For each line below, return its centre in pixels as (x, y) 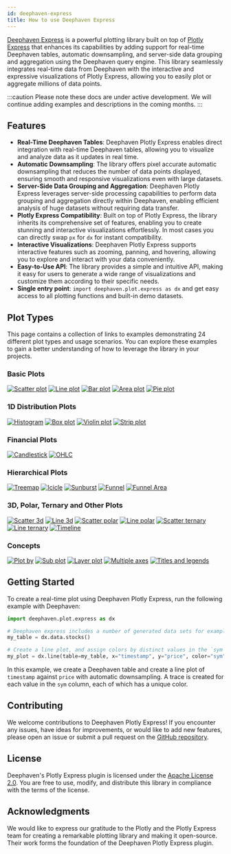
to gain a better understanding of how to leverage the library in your (103, 349)
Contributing (35, 706)
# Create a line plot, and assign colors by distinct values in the (107, 650)
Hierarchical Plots (37, 472)
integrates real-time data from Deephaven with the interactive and (101, 69)
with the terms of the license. (48, 790)
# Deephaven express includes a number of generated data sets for (106, 631)
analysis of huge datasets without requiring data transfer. (98, 208)
